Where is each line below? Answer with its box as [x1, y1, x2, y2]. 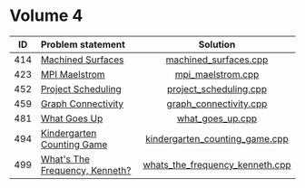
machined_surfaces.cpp [165, 53, 269, 66]
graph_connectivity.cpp [166, 97, 268, 109]
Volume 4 [9, 5, 84, 26]
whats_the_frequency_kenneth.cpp [143, 158, 291, 171]
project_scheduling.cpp [166, 82, 268, 95]
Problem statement [40, 38, 125, 51]
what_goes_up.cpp [176, 112, 257, 125]
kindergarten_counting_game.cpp [144, 132, 289, 145]
